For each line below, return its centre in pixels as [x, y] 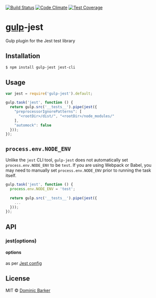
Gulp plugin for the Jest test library [40, 40]
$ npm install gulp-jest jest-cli [41, 67]
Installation [23, 56]
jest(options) [21, 240]
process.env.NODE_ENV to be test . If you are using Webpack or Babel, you [79, 165]
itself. [11, 176]
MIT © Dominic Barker [28, 290]
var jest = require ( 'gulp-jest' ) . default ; [49, 94]
